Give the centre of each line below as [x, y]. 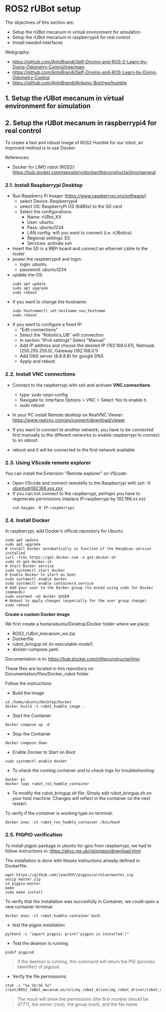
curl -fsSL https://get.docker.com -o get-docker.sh [61, 558]
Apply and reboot [37, 361]
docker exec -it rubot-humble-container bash [53, 916]
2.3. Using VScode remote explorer [48, 462]
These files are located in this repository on [49, 669]
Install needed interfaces [38, 42]
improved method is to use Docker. [41, 148]
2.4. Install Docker [28, 520]
